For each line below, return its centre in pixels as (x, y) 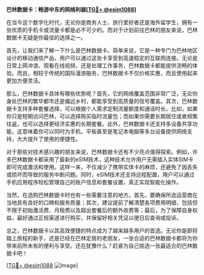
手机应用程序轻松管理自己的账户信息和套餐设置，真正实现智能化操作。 (94, 182)
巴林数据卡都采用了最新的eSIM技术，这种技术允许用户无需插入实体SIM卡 (102, 159)
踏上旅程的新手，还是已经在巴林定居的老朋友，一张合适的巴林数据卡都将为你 (102, 238)
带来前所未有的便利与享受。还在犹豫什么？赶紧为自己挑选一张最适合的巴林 (99, 246)
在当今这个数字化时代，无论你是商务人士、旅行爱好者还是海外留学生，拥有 (99, 22)
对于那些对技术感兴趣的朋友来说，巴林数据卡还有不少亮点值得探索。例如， (99, 152)
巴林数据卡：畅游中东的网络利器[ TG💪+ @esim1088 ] (71, 9)
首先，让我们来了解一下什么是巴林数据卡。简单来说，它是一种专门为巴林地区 (102, 50)
